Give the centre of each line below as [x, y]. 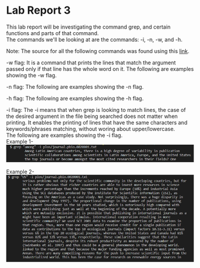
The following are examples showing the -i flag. [65, 135]
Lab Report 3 [38, 10]
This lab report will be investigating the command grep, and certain [88, 27]
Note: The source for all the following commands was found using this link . [98, 51]
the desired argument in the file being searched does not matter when [92, 116]
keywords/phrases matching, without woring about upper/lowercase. [91, 129]
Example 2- [20, 172]
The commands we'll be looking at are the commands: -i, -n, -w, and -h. [94, 39]
